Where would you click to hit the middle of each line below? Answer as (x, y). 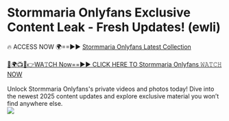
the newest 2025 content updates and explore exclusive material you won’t (113, 96)
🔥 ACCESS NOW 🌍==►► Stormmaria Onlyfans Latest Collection (99, 47)
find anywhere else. (35, 103)
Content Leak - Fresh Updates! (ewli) (114, 27)
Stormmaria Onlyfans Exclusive (99, 13)
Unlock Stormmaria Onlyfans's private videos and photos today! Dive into (111, 89)
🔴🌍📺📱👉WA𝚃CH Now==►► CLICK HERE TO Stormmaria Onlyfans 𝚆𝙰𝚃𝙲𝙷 (114, 64)
